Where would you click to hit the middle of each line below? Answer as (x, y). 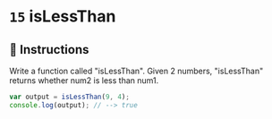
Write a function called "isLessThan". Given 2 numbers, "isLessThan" (136, 71)
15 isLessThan (63, 17)
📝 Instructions (49, 50)
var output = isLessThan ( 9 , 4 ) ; (69, 97)
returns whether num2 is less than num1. (84, 81)
